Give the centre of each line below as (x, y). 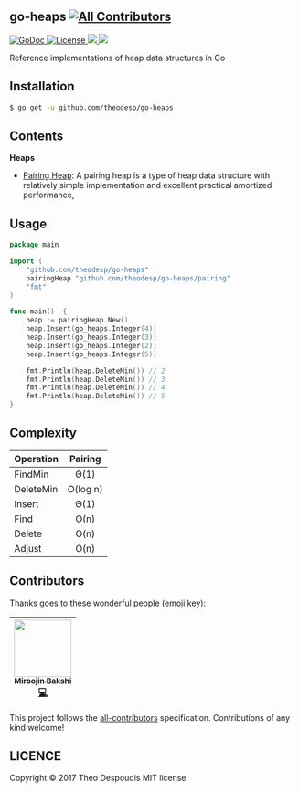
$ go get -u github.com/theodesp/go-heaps (91, 107)
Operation (37, 459)
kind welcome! (37, 727)
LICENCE (36, 756)
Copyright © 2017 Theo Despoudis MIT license (98, 778)
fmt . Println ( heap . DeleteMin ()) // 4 (96, 388)
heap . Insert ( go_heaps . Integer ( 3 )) (91, 337)
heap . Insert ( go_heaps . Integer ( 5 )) (91, 354)
